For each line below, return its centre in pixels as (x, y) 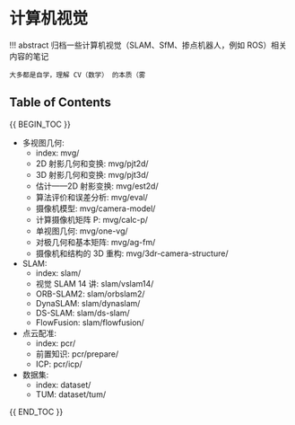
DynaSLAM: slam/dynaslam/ (88, 303)
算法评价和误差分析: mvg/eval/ (91, 197)
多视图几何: (43, 142)
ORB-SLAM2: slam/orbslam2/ (90, 294)
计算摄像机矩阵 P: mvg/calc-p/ (92, 219)
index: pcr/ (56, 343)
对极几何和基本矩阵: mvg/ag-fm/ (95, 242)
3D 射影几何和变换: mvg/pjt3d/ (92, 174)
